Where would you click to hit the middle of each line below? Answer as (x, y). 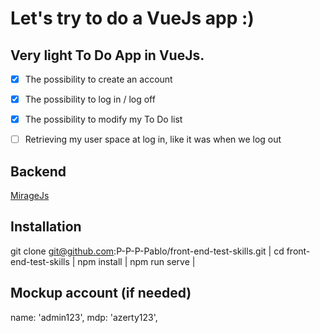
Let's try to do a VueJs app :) (132, 18)
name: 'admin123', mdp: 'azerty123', (84, 317)
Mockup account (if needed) (101, 293)
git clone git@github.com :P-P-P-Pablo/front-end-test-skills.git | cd (147, 251)
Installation (46, 227)
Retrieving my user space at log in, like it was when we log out (153, 139)
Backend (38, 171)
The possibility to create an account (98, 79)
